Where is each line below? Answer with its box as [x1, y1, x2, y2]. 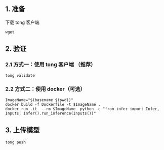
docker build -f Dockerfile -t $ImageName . [5, 102, 101, 107]
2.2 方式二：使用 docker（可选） [5, 85, 86, 93]
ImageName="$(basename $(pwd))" [5, 97, 73, 103]
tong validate [5, 73, 35, 78]
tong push [5, 139, 26, 145]
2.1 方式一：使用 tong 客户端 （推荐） [5, 61, 96, 68]
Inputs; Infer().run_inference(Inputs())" [5, 111, 96, 116]
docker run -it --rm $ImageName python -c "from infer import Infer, [5, 106, 159, 111]
